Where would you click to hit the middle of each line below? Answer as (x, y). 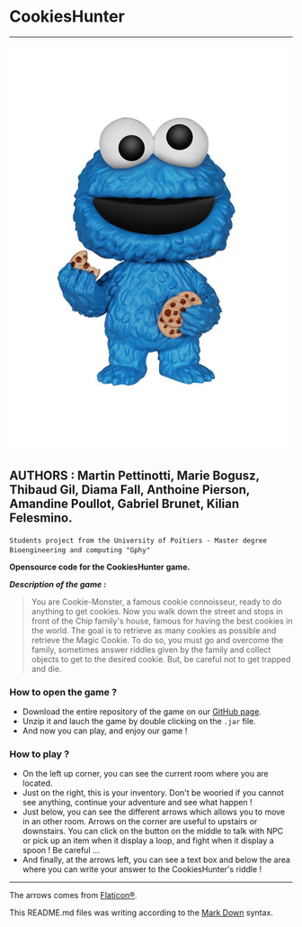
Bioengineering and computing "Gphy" (80, 550)
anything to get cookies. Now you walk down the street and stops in (157, 611)
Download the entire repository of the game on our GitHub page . (142, 712)
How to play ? (40, 754)
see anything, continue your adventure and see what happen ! (137, 803)
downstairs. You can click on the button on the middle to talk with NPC (153, 832)
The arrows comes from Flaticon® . (73, 895)
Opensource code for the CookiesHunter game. (100, 567)
